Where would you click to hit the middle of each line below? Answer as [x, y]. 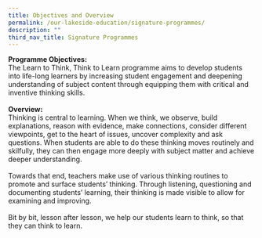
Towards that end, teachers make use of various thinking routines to [118, 176]
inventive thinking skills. [47, 93]
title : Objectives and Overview [61, 15]
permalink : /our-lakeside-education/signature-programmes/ [107, 23]
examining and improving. [50, 201]
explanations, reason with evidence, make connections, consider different [127, 126]
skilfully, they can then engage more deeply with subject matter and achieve [131, 151]
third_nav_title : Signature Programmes [73, 37]
